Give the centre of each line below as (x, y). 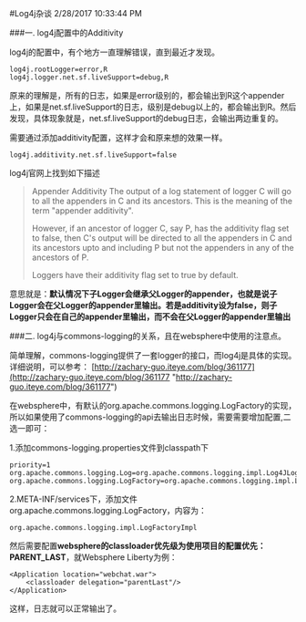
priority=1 (30, 465)
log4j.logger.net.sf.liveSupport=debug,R (89, 78)
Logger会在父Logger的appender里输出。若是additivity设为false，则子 (143, 305)
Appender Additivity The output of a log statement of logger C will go (161, 191)
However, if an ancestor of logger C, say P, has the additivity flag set (160, 228)
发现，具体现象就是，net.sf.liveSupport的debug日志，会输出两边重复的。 (147, 118)
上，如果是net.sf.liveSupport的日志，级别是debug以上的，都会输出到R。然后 (153, 107)
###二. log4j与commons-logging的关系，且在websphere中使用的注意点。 (148, 336)
